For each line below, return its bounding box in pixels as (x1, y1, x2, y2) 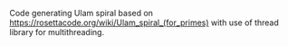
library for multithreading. (9, 27, 105, 37)
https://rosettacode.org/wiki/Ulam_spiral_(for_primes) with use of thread (9, 17, 279, 28)
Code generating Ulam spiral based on (9, 8, 154, 18)
